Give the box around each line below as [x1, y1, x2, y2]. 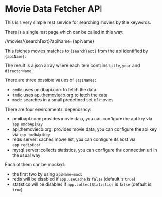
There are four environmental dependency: [5, 106, 92, 112]
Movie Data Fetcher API [5, 3, 102, 15]
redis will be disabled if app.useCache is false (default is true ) [12, 176, 136, 182]
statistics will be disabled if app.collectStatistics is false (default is [12, 181, 152, 187]
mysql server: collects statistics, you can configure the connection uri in [12, 147, 157, 153]
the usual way [12, 152, 40, 158]
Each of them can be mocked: [5, 161, 65, 167]
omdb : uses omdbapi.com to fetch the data [12, 86, 97, 92]
